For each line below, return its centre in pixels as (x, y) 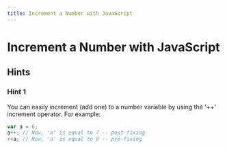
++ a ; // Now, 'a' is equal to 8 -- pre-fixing (75, 139)
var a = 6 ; (23, 126)
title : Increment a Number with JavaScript (70, 13)
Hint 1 (16, 92)
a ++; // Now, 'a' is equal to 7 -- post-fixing (76, 133)
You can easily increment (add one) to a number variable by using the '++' (112, 107)
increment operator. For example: (54, 114)
